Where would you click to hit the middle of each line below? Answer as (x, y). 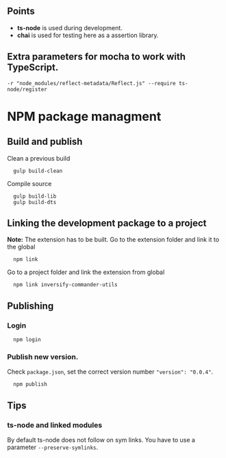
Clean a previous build (39, 158)
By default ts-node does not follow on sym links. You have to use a (101, 440)
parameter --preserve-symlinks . (53, 447)
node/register (27, 89)
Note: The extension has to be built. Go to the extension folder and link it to (113, 240)
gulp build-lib (35, 196)
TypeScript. (33, 68)
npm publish (30, 385)
